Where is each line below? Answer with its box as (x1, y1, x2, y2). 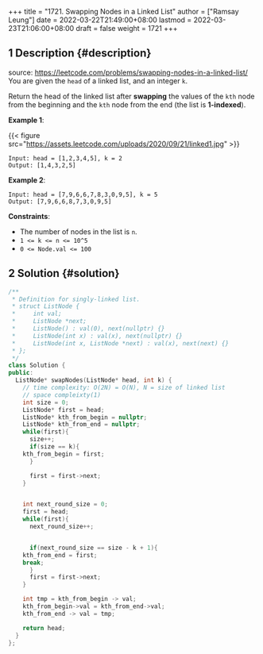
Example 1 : (8, 115, 44, 125)
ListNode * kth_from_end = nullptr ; (22, 421, 141, 429)
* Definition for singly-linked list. (11, 295, 141, 303)
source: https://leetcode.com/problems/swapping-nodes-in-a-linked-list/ (8, 67, 249, 77)
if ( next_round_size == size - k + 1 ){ (29, 544, 158, 552)
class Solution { (8, 361, 66, 370)
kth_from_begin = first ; (22, 450, 105, 458)
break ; (22, 559, 44, 567)
